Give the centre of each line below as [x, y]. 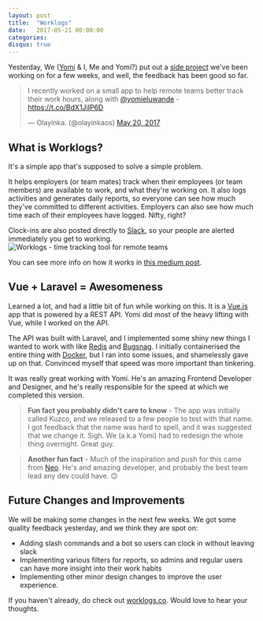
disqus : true [30, 45]
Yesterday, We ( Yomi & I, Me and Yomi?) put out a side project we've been [128, 67]
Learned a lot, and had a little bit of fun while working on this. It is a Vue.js [128, 306]
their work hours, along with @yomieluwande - [103, 99]
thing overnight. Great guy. [71, 444]
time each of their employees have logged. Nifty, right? [97, 215]
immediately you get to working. [60, 238]
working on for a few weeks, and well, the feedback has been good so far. [128, 76]
